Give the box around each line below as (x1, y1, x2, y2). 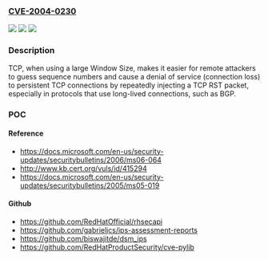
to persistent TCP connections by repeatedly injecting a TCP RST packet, (8, 80, 250, 90)
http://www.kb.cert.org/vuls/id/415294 (19, 163, 147, 173)
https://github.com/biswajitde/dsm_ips (19, 234, 147, 243)
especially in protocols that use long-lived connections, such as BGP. (8, 88, 237, 98)
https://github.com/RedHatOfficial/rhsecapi (19, 217, 163, 226)
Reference (8, 128, 44, 138)
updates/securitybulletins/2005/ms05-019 (19, 181, 160, 190)
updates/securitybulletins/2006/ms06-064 (19, 155, 162, 165)
